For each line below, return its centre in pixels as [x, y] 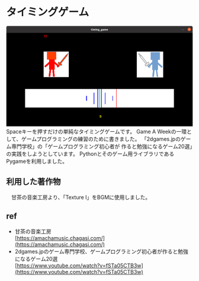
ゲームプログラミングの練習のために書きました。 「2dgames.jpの [101, 139]
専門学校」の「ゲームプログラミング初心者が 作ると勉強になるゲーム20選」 [102, 147]
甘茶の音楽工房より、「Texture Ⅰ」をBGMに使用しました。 [81, 197]
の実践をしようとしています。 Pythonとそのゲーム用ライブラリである [90, 154]
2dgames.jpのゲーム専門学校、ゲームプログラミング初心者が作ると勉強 [101, 251]
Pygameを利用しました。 [37, 162]
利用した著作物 [33, 182]
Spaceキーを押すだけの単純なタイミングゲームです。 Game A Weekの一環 [97, 132]
